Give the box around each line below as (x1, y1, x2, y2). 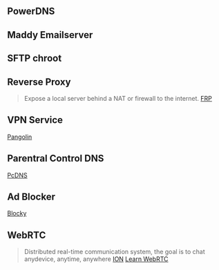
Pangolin (7, 133, 32, 141)
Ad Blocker (7, 191, 55, 202)
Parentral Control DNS (7, 153, 104, 164)
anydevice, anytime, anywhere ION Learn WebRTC (23, 255, 169, 263)
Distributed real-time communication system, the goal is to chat (23, 248, 205, 256)
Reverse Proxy (7, 76, 71, 88)
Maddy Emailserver (7, 29, 93, 41)
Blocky (7, 209, 27, 218)
